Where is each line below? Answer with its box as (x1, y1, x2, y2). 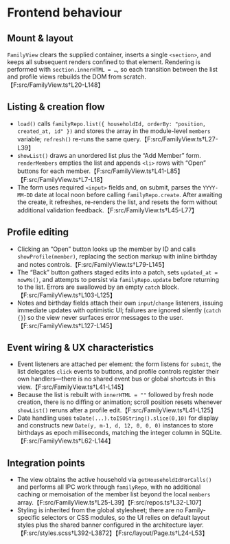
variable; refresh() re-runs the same (16, 134, 122, 143)
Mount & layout (7, 32, 73, 44)
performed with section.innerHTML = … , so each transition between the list (7, 66, 218, 73)
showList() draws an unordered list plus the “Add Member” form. (16, 151, 201, 159)
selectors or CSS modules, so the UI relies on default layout (41, 514, 210, 522)
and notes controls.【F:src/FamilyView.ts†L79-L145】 (16, 260, 168, 268)
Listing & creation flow (7, 101, 105, 113)
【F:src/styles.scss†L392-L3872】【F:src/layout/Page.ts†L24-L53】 (16, 529, 209, 537)
